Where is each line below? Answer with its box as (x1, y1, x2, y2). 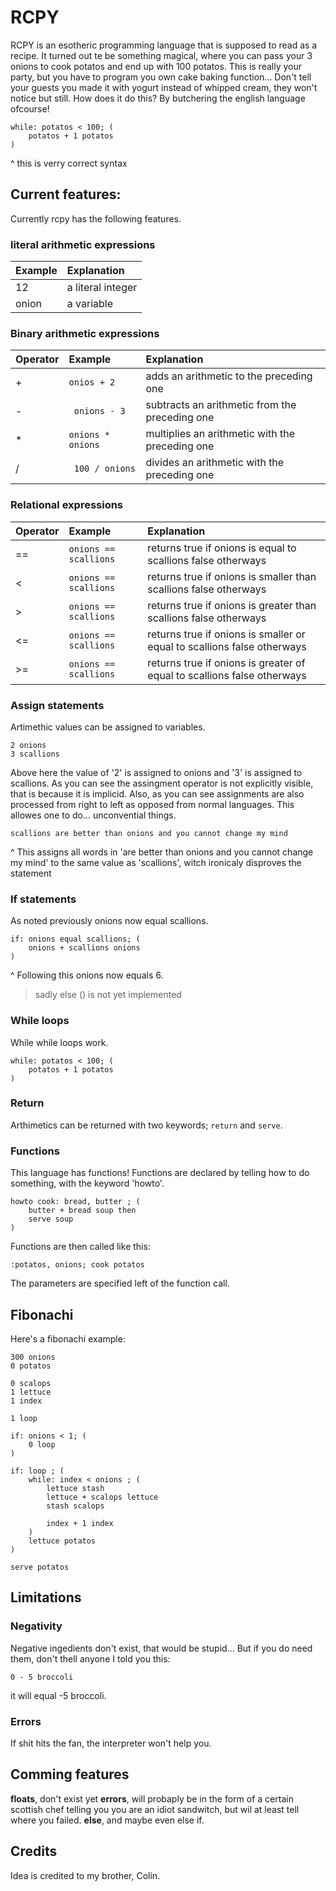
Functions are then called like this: (10, 1241, 151, 1253)
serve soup (28, 1214, 74, 1225)
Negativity (10, 1619, 63, 1633)
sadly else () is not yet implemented (34, 989, 182, 1001)
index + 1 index (46, 1518, 114, 1528)
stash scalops (46, 1501, 105, 1511)
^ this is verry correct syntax (10, 157, 128, 169)
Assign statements (10, 698, 105, 712)
